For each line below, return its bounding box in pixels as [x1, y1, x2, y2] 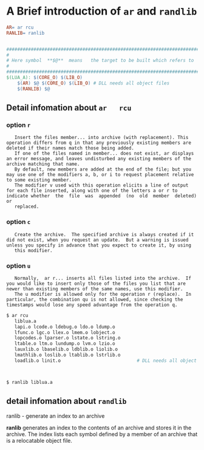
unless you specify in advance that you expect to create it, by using [6, 242, 191, 248]
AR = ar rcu [6, 24, 34, 30]
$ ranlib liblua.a [6, 379, 53, 385]
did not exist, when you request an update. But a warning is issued [6, 237, 189, 243]
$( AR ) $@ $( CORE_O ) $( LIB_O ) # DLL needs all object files [17, 80, 170, 86]
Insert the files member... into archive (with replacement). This [14, 135, 189, 141]
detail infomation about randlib [6, 396, 127, 406]
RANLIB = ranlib [6, 30, 45, 36]
